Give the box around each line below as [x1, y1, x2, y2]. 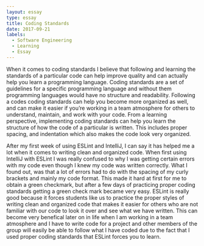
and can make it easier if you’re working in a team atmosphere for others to [6, 104, 195, 112]
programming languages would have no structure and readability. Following [6, 91, 196, 98]
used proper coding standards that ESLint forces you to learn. [6, 233, 161, 240]
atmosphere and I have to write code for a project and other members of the [6, 220, 198, 227]
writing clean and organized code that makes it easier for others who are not [6, 200, 199, 208]
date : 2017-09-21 [6, 26, 51, 32]
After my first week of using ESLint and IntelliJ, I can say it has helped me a [6, 142, 195, 150]
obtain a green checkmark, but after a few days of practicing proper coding [6, 181, 195, 188]
